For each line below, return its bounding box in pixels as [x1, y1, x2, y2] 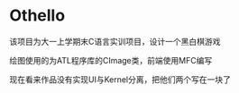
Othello [9, 5, 66, 26]
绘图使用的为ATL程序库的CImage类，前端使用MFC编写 [9, 55, 213, 65]
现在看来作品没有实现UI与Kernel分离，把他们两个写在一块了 [9, 73, 232, 85]
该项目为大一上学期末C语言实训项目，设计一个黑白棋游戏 [9, 36, 221, 46]
